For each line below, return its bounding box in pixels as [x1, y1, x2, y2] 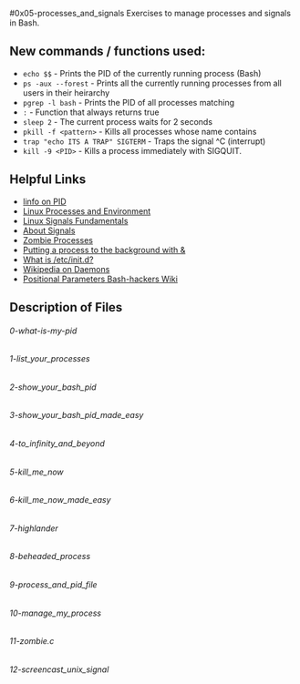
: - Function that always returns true [22, 107, 160, 117]
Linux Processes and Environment [22, 205, 151, 217]
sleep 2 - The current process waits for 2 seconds [22, 116, 212, 127]
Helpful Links [9, 172, 87, 188]
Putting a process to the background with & [22, 244, 186, 255]
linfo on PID [22, 196, 67, 207]
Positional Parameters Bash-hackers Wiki [22, 273, 178, 284]
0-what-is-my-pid [9, 325, 78, 336]
